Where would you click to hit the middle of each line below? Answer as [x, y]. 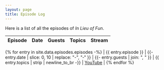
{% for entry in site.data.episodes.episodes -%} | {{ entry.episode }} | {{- [79, 52]
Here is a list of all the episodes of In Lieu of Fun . [55, 28]
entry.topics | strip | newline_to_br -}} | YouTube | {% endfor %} [70, 62]
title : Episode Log [25, 14]
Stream [99, 40]
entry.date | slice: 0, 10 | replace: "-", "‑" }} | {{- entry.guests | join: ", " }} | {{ [82, 57]
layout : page [18, 10]
